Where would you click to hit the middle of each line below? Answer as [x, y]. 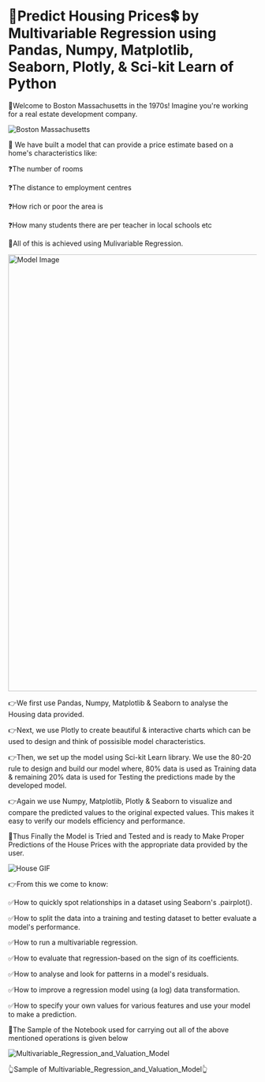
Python [32, 84]
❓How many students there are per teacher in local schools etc [110, 225]
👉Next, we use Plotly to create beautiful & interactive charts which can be [129, 730]
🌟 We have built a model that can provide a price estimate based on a [121, 145]
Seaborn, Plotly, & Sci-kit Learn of [121, 67]
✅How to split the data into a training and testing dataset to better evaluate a [132, 918]
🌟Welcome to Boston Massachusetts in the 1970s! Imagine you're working [128, 105]
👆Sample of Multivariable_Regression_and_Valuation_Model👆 [108, 1069]
